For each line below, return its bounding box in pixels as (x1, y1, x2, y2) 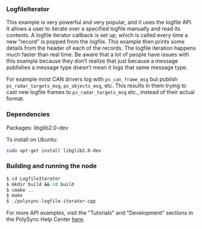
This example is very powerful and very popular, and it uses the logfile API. (6, 19, 193, 26)
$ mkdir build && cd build (6, 181, 74, 187)
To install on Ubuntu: (6, 135, 58, 143)
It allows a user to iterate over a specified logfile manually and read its (6, 25, 181, 32)
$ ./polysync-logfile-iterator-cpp (6, 198, 96, 205)
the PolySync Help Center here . (6, 216, 85, 223)
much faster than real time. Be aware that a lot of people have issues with (6, 51, 189, 58)
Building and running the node (6, 162, 97, 170)
